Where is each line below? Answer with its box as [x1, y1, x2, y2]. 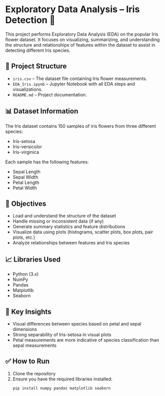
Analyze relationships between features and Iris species [12, 240, 130, 246]
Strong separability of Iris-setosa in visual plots [12, 332, 112, 338]
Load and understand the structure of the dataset [12, 213, 116, 219]
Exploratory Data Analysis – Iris [5, 4, 140, 15]
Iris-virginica [12, 149, 40, 155]
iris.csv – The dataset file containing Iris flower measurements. [12, 75, 147, 82]
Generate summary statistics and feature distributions [12, 224, 125, 230]
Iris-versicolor [12, 143, 42, 150]
